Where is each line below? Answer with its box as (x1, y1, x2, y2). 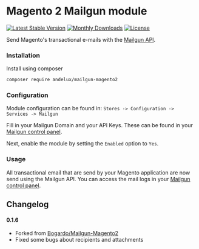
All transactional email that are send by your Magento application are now (6, 168, 191, 176)
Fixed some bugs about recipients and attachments (15, 236, 144, 244)
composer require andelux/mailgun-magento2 (6, 77, 118, 83)
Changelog (6, 199, 49, 210)
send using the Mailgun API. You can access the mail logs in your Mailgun (6, 175, 191, 182)
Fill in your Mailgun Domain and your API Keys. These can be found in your (6, 122, 193, 129)
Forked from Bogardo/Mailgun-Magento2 (15, 230, 119, 237)
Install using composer (6, 65, 63, 72)
